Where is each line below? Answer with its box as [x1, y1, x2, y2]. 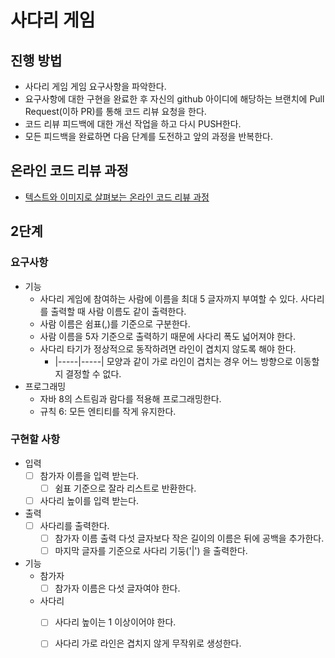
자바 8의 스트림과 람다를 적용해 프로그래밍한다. [39, 392, 222, 405]
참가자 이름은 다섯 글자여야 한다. [54, 582, 181, 595]
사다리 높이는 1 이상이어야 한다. [54, 616, 177, 628]
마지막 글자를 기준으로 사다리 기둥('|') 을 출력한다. [54, 545, 248, 557]
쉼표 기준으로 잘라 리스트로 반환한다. [54, 482, 197, 494]
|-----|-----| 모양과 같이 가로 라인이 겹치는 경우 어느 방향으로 [54, 355, 293, 367]
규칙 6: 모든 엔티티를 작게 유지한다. [39, 405, 177, 417]
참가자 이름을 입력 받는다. [39, 469, 140, 481]
